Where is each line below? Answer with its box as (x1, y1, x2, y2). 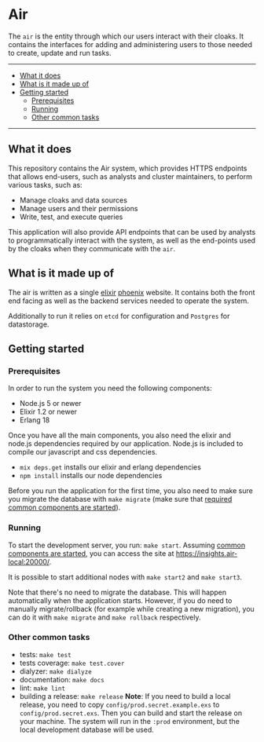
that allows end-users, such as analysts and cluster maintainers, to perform (8, 171, 253, 181)
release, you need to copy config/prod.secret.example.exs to (19, 700, 220, 709)
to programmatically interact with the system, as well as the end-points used (8, 236, 256, 245)
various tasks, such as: (8, 180, 82, 189)
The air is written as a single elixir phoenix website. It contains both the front (8, 287, 255, 297)
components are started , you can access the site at (8, 548, 174, 558)
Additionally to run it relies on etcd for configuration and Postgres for (8, 311, 230, 320)
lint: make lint (19, 683, 65, 693)
